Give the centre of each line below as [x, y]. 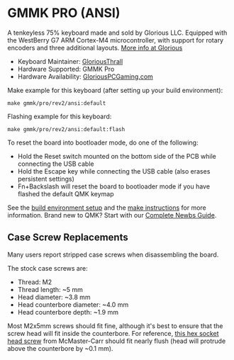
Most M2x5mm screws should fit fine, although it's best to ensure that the [115, 326]
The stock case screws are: [48, 268]
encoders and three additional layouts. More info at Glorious [95, 47]
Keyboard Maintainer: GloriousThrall [70, 61]
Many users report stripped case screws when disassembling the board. [113, 254]
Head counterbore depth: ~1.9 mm [68, 312]
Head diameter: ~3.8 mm [54, 297]
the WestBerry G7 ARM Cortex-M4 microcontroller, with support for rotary [116, 40]
